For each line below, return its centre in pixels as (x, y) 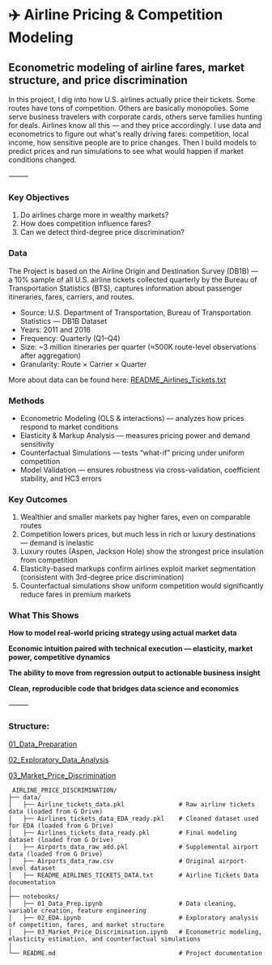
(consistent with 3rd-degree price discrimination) (102, 577)
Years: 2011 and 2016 (55, 329)
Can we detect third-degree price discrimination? (102, 232)
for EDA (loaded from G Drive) (61, 826)
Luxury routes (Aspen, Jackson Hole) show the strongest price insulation (142, 551)
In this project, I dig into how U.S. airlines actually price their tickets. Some (132, 100)
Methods (26, 401)
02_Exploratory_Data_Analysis (59, 759)
